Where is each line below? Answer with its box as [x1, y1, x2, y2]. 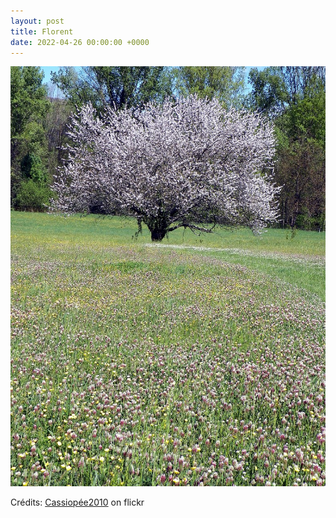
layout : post [10, 16, 65, 26]
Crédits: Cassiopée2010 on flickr [10, 496, 145, 509]
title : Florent [10, 26, 74, 37]
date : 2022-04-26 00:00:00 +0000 [10, 37, 150, 47]
